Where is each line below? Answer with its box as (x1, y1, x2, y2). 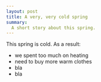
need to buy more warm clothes (14, 58, 92, 65)
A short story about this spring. (11, 24, 96, 31)
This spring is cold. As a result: (6, 41, 81, 48)
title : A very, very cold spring (6, 14, 88, 20)
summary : (6, 19, 28, 25)
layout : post (6, 8, 38, 15)
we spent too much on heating (14, 52, 89, 59)
